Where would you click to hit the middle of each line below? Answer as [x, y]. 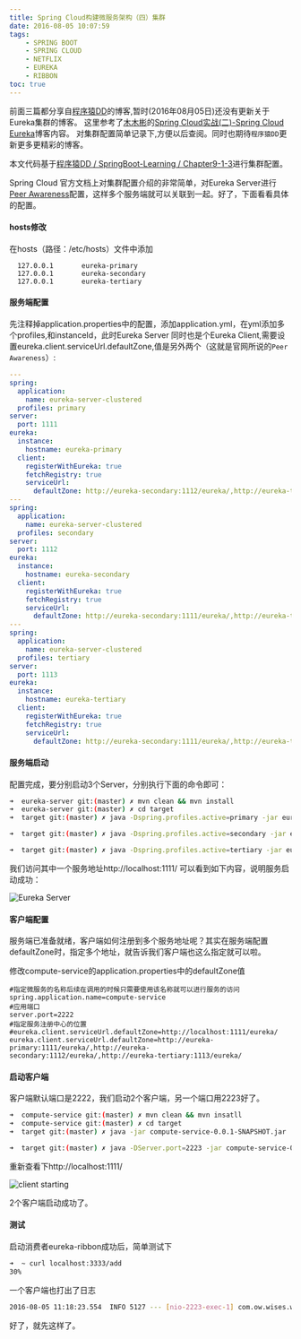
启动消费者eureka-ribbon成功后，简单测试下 [91, 1247]
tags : [19, 34]
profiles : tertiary [54, 658]
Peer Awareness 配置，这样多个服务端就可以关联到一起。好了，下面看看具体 [149, 194]
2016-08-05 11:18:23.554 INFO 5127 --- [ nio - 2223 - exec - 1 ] [122, 1307]
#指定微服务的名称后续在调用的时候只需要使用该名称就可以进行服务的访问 [125, 990]
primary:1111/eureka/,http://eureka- [80, 1048]
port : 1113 [38, 674]
